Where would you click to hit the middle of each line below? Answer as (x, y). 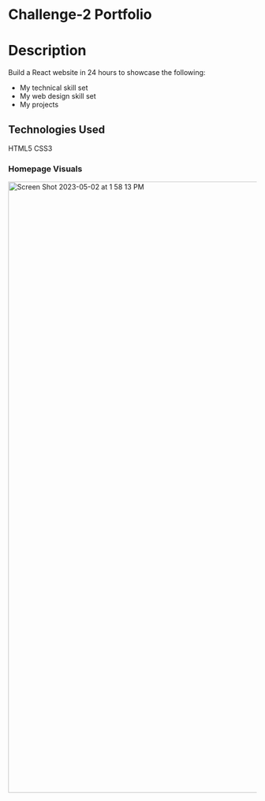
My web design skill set (58, 96)
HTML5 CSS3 (30, 148)
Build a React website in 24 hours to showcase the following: (107, 73)
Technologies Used (56, 129)
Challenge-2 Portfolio (80, 15)
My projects (39, 105)
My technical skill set (54, 88)
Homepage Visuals (45, 169)
